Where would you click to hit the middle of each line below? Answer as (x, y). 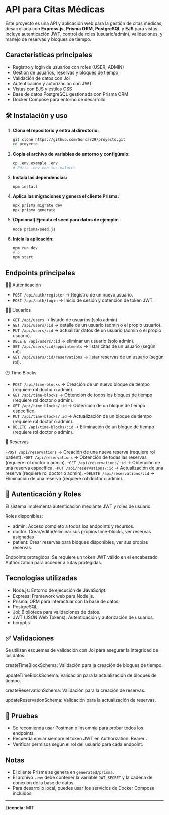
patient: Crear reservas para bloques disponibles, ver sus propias (80, 542)
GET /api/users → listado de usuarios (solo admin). (65, 320)
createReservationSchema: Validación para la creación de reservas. (75, 690)
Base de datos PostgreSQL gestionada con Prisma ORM (70, 94)
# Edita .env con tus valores (44, 168)
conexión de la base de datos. (44, 783)
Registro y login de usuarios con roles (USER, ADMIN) (68, 67)
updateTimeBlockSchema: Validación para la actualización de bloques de (81, 675)
